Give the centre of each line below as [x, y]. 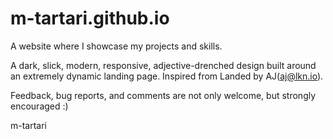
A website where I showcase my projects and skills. [116, 46]
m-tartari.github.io [90, 18]
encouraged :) [39, 106]
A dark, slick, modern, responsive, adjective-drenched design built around [163, 65]
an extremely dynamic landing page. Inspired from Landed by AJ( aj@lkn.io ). [167, 76]
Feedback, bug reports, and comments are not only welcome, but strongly [163, 95]
